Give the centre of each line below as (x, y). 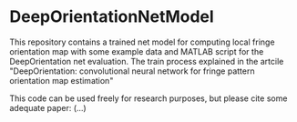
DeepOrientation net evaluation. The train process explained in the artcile (147, 61)
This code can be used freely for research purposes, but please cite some (148, 98)
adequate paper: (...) (48, 107)
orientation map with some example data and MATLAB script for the (137, 51)
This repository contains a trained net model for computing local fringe (142, 42)
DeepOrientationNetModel (112, 17)
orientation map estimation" (61, 80)
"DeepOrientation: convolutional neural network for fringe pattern (132, 71)
